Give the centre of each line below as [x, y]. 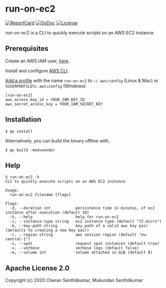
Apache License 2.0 [37, 268]
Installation [23, 120]
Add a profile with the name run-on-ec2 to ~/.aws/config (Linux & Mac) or [82, 80]
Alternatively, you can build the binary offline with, [57, 140]
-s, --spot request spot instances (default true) [85, 244]
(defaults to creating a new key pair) [47, 230]
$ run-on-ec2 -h [22, 177]
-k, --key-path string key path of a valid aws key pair [79, 226]
